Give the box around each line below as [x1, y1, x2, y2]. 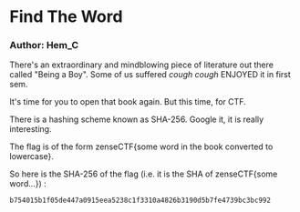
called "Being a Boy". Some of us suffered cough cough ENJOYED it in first [9, 69, 292, 80]
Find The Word [9, 6, 123, 27]
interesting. [9, 124, 52, 135]
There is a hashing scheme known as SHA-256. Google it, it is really [9, 114, 264, 125]
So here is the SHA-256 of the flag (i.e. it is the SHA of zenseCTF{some [9, 168, 278, 179]
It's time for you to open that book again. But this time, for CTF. [9, 96, 246, 107]
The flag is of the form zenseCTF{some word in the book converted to [9, 141, 274, 152]
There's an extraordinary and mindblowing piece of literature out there [9, 59, 274, 70]
